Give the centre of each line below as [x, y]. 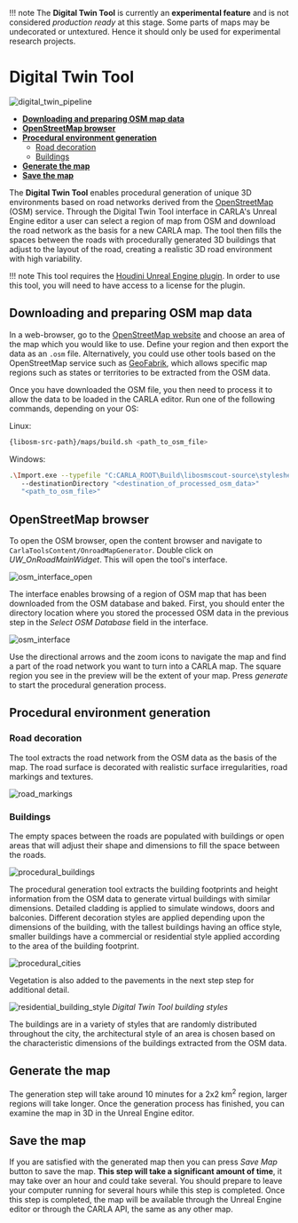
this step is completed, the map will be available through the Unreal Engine [145, 1200]
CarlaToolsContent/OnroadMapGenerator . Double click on [111, 551]
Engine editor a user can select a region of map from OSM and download [143, 220]
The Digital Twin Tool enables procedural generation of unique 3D [131, 192]
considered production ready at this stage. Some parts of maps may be [140, 22]
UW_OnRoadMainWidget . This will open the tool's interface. [118, 560]
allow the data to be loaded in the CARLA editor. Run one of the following [142, 399]
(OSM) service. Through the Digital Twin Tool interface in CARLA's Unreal [143, 211]
